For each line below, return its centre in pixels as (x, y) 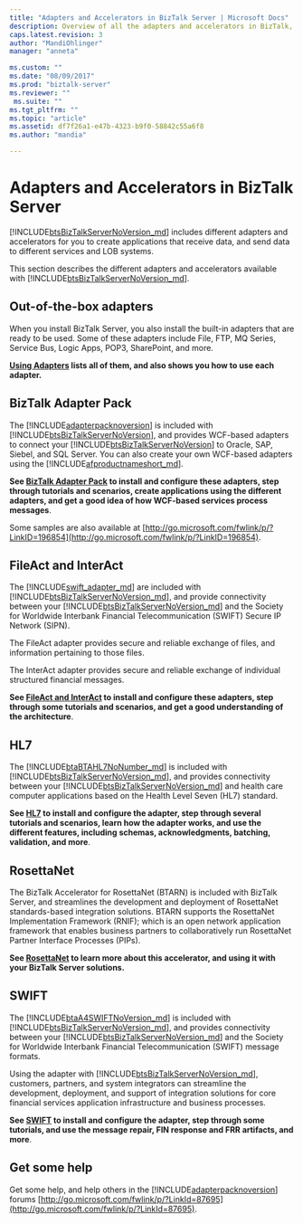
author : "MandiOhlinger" (56, 43)
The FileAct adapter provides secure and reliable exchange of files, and (142, 643)
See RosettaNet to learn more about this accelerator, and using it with (142, 958)
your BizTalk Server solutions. (67, 967)
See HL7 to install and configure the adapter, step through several (135, 813)
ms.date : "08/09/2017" (52, 76)
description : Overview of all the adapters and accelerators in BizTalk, (151, 26)
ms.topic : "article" (48, 119)
